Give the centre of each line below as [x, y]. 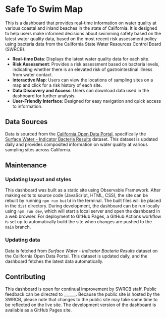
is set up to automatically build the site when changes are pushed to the [79, 222]
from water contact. [32, 74]
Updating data [23, 240]
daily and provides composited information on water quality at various [77, 144]
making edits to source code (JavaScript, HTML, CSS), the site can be [77, 195]
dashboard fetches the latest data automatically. [54, 261]
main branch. [18, 227]
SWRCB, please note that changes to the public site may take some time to [81, 299]
